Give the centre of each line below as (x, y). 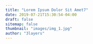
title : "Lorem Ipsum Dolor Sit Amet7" (47, 10)
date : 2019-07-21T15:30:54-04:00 (41, 15)
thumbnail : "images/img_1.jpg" (39, 29)
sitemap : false (22, 24)
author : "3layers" (25, 33)
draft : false (19, 19)
